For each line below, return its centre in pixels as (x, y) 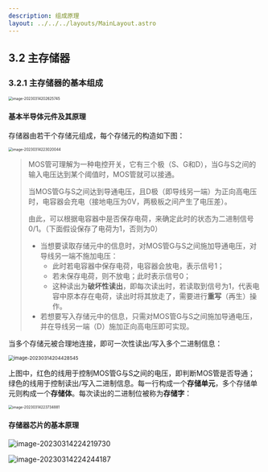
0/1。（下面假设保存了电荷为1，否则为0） (95, 229)
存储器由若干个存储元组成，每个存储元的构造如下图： (97, 136)
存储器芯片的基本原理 (43, 424)
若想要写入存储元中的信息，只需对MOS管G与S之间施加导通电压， (148, 317)
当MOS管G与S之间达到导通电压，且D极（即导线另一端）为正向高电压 (142, 192)
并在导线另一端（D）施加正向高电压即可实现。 (117, 326)
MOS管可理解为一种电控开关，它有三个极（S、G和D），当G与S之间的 (142, 164)
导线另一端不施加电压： (79, 256)
